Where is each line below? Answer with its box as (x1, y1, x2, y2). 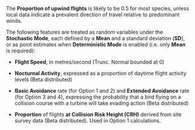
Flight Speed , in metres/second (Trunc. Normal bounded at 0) (14, 58, 165, 65)
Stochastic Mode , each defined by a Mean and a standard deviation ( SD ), (6, 35, 186, 41)
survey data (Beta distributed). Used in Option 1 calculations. (14, 117, 161, 124)
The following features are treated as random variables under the (6, 29, 163, 36)
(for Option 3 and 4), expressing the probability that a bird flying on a (14, 93, 182, 100)
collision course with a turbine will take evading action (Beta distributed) (14, 100, 189, 107)
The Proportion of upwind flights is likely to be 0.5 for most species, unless (6, 5, 189, 12)
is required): (6, 47, 36, 54)
